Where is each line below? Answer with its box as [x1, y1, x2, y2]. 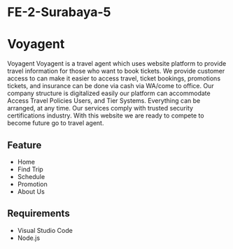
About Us [17, 187, 45, 196]
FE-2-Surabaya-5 [7, 4, 111, 20]
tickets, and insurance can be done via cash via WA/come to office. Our [7, 82, 215, 90]
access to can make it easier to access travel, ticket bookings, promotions [7, 74, 221, 83]
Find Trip [17, 165, 43, 173]
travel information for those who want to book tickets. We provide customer [7, 67, 225, 76]
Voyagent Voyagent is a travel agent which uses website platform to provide [7, 59, 227, 68]
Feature [7, 139, 42, 151]
